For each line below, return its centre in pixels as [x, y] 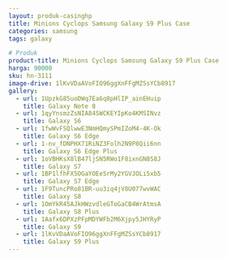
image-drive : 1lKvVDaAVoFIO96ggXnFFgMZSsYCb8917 [92, 83]
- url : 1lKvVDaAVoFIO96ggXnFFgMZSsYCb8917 [88, 234]
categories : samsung [43, 31]
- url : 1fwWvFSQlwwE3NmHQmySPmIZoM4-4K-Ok [88, 129]
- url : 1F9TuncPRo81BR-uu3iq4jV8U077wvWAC [88, 189]
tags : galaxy [30, 39]
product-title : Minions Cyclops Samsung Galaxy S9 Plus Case [114, 61]
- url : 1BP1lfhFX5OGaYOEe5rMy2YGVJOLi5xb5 [88, 174]
